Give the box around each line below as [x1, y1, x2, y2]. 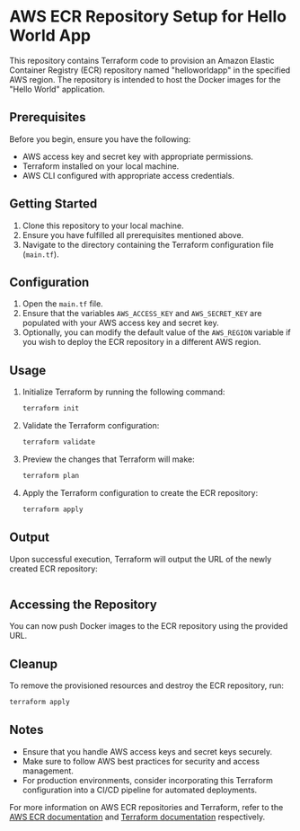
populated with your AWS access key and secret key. [22, 317, 219, 329]
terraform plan [22, 471, 80, 480]
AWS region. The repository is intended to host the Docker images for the [9, 74, 281, 84]
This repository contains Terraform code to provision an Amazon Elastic [9, 55, 276, 66]
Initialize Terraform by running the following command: [22, 386, 225, 397]
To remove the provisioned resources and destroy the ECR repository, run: [9, 680, 285, 691]
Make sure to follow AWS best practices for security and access [22, 756, 260, 766]
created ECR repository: [9, 563, 99, 574]
